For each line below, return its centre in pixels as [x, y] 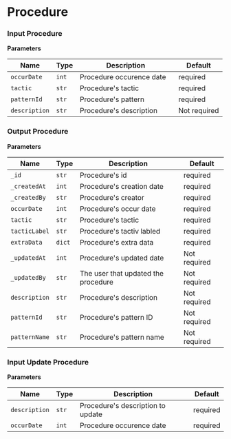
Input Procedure [35, 34]
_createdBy [28, 197]
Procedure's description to [123, 406]
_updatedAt [28, 258]
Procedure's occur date [118, 209]
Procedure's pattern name [122, 337]
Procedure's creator [112, 197]
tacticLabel [30, 231]
